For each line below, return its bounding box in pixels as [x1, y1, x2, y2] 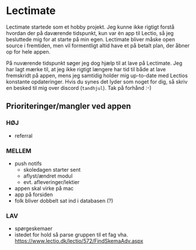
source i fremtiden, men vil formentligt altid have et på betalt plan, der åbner [6, 42, 190, 49]
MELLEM [6, 147, 32, 155]
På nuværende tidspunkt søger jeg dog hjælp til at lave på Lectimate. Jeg [6, 60, 183, 67]
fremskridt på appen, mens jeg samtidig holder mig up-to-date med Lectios [6, 72, 188, 79]
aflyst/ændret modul [23, 172, 73, 179]
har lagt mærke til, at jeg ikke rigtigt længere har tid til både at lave [6, 65, 166, 72]
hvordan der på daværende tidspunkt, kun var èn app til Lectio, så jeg [6, 29, 174, 36]
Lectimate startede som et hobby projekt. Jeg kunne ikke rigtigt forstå [6, 23, 174, 30]
